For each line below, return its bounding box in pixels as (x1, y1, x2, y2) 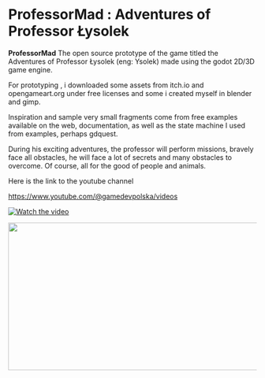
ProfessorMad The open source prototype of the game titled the (8, 48, 218, 57)
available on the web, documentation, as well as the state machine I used (8, 120, 246, 130)
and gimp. (8, 97, 41, 106)
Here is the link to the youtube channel (8, 176, 134, 186)
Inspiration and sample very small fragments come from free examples (8, 112, 238, 121)
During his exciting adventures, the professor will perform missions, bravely (8, 144, 254, 154)
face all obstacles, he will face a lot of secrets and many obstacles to (8, 152, 233, 162)
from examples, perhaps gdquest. (8, 128, 118, 139)
